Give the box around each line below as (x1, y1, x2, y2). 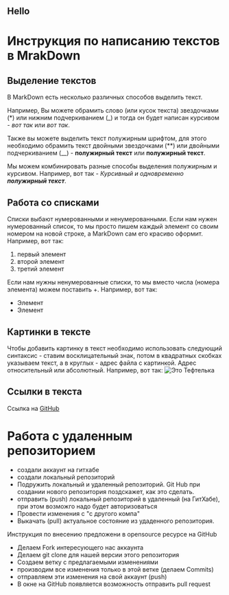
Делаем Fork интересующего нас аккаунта (16, 543, 144, 552)
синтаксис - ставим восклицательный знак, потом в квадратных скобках (7, 352, 222, 360)
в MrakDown (7, 47, 81, 63)
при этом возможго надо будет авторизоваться (16, 502, 158, 510)
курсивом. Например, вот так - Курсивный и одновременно (7, 170, 184, 178)
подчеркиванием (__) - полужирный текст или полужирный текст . (7, 149, 206, 157)
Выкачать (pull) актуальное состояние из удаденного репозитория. (16, 517, 215, 525)
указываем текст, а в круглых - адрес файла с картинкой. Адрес (7, 359, 197, 367)
